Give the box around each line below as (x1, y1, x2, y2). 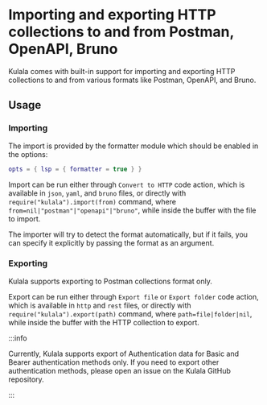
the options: (8, 149, 48, 159)
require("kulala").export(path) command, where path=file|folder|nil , (8, 308, 253, 319)
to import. (8, 213, 41, 223)
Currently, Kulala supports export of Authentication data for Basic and (8, 349, 240, 358)
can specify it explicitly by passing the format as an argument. (8, 238, 215, 247)
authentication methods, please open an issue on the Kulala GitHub (8, 366, 232, 375)
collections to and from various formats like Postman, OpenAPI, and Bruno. (8, 75, 257, 85)
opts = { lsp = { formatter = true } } (8, 165, 142, 173)
